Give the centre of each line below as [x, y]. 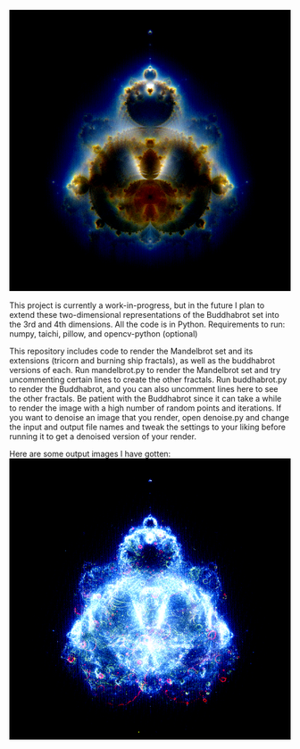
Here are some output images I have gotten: [90, 454]
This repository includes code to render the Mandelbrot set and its [131, 351]
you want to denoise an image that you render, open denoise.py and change [150, 417]
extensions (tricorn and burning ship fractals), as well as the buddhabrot [142, 361]
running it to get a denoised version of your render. [103, 437]
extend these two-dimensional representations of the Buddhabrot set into [144, 315]
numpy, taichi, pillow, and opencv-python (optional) [104, 334]
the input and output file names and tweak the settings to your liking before [147, 427]
